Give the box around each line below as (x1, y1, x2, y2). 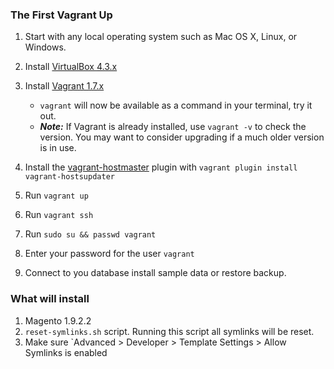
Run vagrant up (24, 189, 89, 202)
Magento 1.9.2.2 (24, 314, 92, 327)
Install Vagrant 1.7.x (24, 80, 105, 92)
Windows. (24, 41, 67, 53)
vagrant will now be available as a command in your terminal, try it (39, 99, 313, 112)
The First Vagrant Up (10, 8, 113, 22)
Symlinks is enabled (24, 346, 108, 358)
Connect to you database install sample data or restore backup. (24, 267, 287, 279)
